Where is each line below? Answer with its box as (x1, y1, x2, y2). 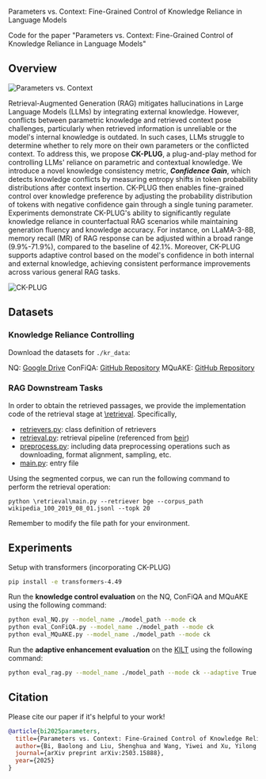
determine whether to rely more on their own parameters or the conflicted (8, 141, 249, 150)
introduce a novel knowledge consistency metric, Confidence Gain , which (8, 166, 251, 175)
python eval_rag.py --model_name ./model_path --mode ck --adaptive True (8, 669, 257, 677)
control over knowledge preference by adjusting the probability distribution (8, 191, 253, 201)
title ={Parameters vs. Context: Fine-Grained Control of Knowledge (15, 735, 243, 742)
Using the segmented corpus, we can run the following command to (8, 473, 230, 483)
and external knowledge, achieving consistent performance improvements (8, 258, 251, 268)
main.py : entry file (19, 458, 79, 468)
